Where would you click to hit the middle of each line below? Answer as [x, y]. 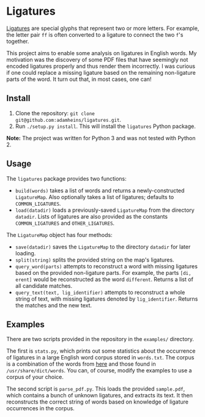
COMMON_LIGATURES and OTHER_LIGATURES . [65, 223]
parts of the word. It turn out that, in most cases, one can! [79, 79]
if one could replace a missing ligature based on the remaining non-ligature [101, 72]
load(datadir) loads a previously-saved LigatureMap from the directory [105, 210]
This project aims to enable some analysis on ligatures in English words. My [102, 53]
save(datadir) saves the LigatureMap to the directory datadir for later [103, 247]
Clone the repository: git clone [55, 113]
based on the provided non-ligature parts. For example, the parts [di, [103, 272]
